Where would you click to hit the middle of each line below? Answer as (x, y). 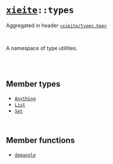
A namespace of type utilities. (42, 48)
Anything (25, 98)
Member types (33, 84)
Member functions (40, 140)
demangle (25, 155)
